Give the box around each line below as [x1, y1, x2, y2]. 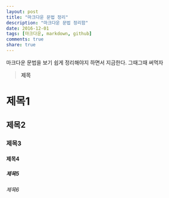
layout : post [6, 8, 39, 15]
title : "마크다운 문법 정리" [6, 14, 68, 20]
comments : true [6, 36, 44, 42]
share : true [6, 42, 36, 48]
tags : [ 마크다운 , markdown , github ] [6, 31, 92, 37]
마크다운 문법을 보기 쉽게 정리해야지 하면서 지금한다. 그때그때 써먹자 [6, 59, 164, 66]
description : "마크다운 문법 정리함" [6, 20, 89, 26]
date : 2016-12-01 [6, 25, 49, 32]
